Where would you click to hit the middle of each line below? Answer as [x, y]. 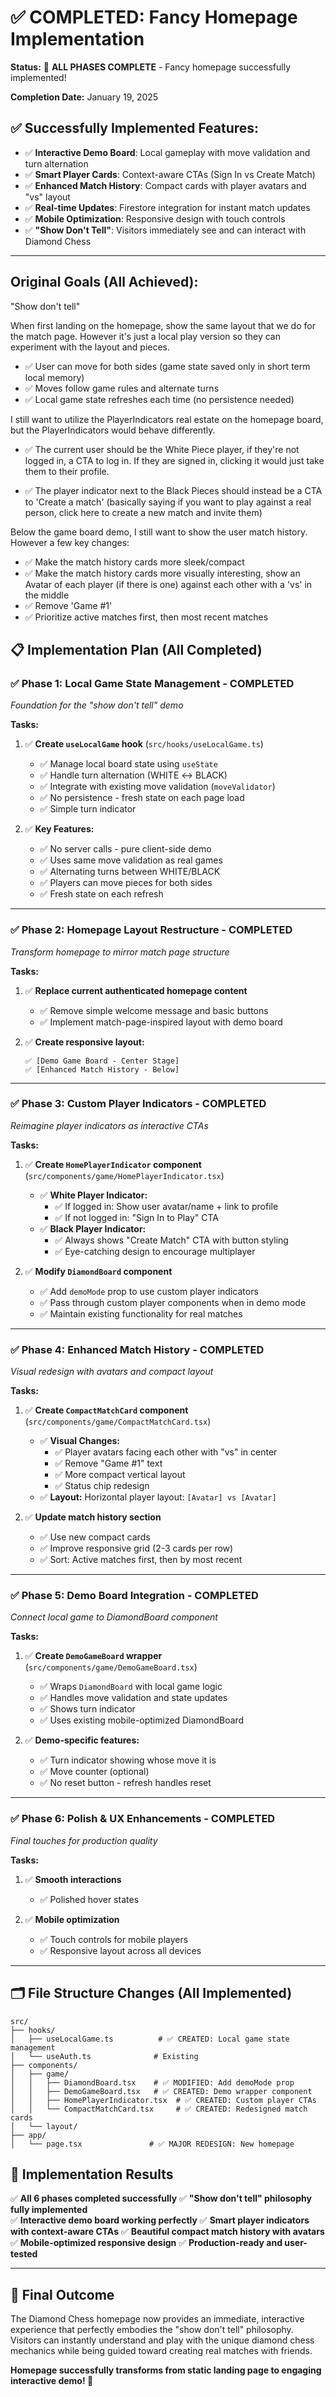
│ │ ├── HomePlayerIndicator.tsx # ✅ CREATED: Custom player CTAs [163, 2100]
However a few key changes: [70, 542]
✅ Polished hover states [89, 1899]
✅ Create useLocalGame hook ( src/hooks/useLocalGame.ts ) [144, 744]
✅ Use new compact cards [95, 1537]
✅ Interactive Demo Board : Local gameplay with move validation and [167, 152]
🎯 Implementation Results [92, 2174]
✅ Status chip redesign [102, 1486]
